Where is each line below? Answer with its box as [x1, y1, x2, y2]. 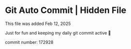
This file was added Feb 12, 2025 [5, 21, 71, 26]
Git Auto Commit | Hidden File [5, 5, 127, 16]
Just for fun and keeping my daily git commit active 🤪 [5, 30, 111, 36]
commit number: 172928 [5, 39, 54, 45]
